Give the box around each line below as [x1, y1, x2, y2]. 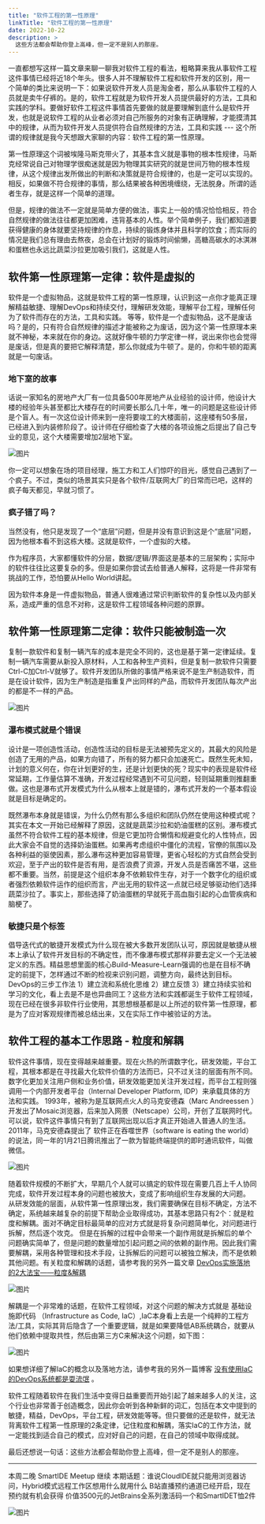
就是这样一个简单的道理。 [35, 188, 119, 198]
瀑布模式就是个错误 [8, 725, 81, 736]
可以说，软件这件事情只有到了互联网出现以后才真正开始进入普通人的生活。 [8, 1116, 250, 1125]
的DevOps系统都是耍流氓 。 [8, 1373, 99, 1384]
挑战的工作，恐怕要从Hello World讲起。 [8, 572, 136, 582]
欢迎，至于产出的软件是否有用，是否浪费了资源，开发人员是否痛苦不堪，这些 [8, 859, 257, 869]
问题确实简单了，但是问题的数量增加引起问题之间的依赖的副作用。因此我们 [8, 1238, 250, 1247]
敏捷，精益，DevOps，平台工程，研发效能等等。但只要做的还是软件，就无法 [8, 1410, 256, 1420]
